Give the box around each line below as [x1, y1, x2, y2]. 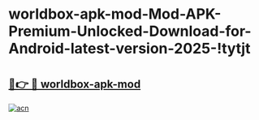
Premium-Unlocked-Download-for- [8, 22, 252, 41]
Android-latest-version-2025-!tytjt [8, 40, 251, 58]
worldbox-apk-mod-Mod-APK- [8, 5, 222, 24]
